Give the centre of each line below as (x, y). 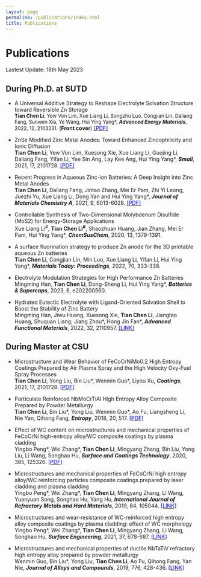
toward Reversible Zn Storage (51, 110)
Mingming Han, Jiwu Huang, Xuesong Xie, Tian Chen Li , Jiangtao (96, 315)
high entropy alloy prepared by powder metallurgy (76, 555)
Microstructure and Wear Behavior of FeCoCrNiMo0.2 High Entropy (98, 361)
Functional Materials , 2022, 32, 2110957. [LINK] (74, 327)
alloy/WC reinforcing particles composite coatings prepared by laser (99, 480)
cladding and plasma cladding (51, 486)
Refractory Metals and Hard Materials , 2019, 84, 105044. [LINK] (95, 506)
